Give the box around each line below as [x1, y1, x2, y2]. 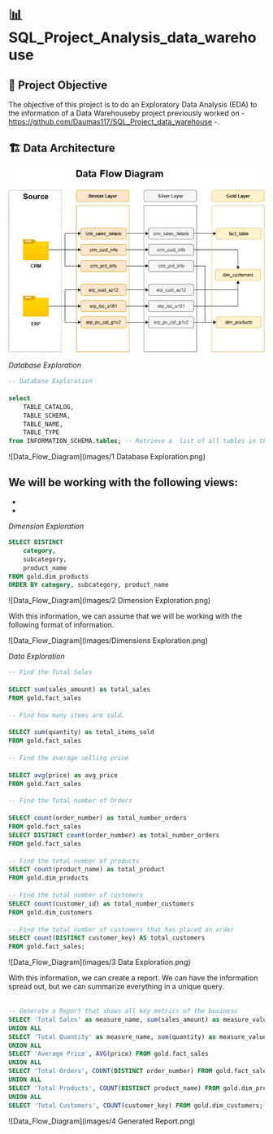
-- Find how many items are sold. [8, 711, 126, 719]
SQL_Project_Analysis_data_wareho [8, 28, 258, 47]
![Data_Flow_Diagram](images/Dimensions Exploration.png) [8, 636, 209, 645]
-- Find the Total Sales [8, 668, 93, 676]
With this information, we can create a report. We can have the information [8, 973, 258, 983]
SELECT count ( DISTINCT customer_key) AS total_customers [8, 934, 206, 942]
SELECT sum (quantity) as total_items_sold [8, 728, 154, 736]
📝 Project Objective [8, 78, 108, 92]
